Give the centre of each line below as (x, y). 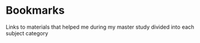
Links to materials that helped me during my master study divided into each (100, 27)
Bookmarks (35, 10)
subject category (27, 33)
